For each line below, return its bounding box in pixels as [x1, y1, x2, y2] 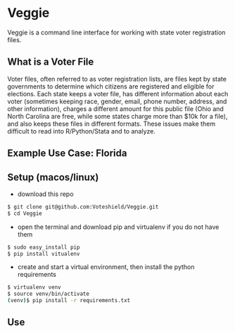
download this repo [17, 190, 74, 198]
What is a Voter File [7, 56, 94, 68]
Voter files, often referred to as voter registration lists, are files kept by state [7, 74, 227, 83]
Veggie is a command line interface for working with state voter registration [7, 28, 226, 37]
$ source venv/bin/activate [7, 290, 90, 298]
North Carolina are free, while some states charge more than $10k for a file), [7, 112, 228, 120]
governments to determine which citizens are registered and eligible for [7, 82, 215, 91]
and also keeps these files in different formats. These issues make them [7, 119, 216, 128]
